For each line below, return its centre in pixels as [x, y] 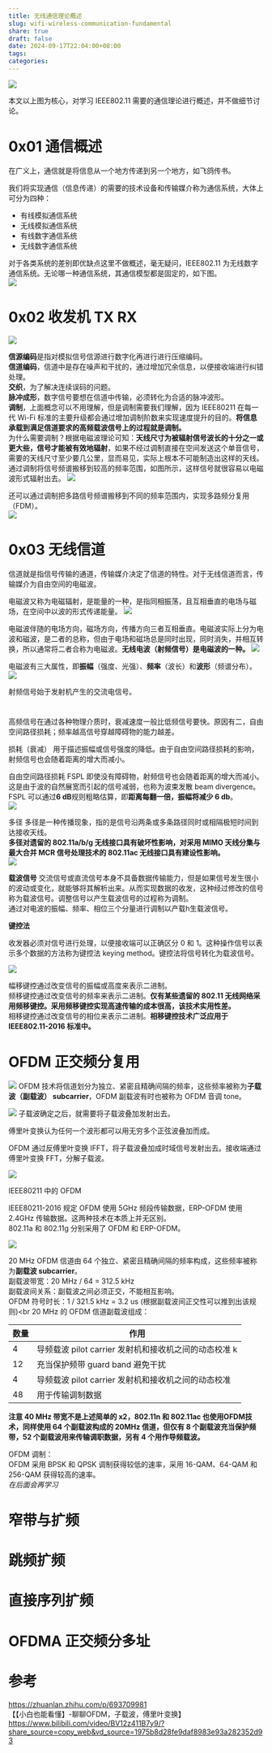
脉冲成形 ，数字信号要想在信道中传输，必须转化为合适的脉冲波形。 [118, 397]
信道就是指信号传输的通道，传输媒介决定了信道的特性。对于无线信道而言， [132, 574]
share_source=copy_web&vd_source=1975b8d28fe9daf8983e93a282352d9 [136, 1732]
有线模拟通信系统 [49, 215]
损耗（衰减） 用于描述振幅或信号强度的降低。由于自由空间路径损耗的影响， [134, 749]
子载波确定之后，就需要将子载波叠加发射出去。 [96, 1113]
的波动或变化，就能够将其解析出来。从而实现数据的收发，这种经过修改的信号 [136, 888]
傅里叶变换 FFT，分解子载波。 [59, 1158]
